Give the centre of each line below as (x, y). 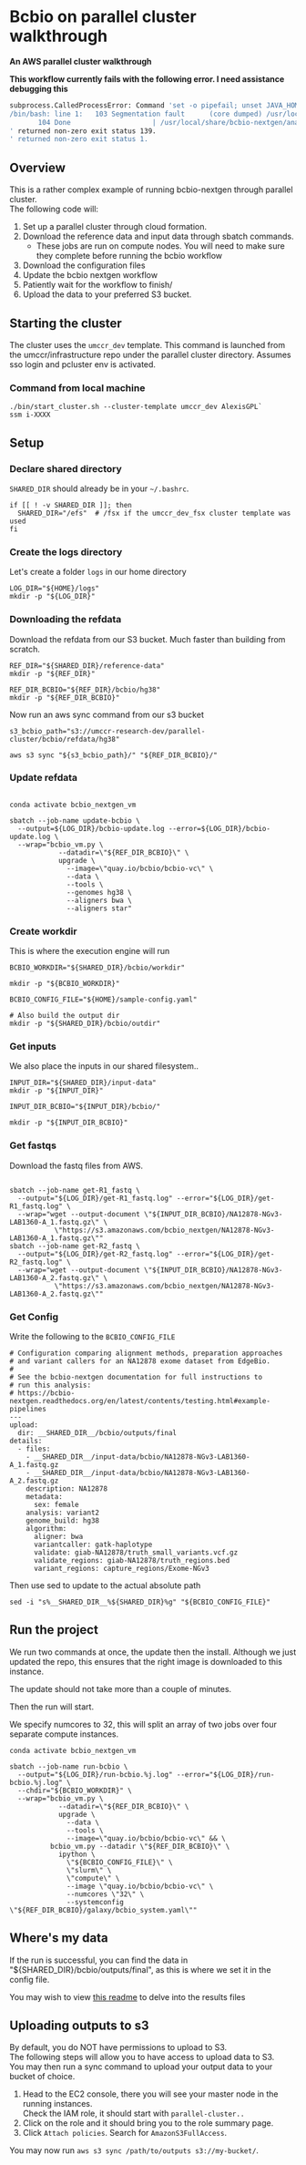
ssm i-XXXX (30, 415)
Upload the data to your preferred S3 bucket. (107, 294)
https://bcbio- (46, 1393)
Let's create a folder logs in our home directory (98, 572)
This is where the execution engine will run (90, 951)
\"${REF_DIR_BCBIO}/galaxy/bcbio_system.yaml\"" (103, 1910)
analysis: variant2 (63, 1513)
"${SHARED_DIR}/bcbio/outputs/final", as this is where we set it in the (140, 1969)
